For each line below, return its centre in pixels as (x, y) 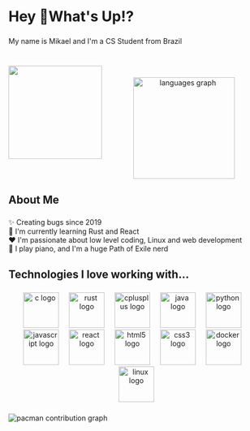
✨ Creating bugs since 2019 (55, 222)
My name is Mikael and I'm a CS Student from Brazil (95, 41)
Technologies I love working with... (99, 274)
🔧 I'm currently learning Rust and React (74, 231)
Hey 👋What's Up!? (71, 17)
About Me (34, 200)
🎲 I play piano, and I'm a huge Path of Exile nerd (88, 249)
